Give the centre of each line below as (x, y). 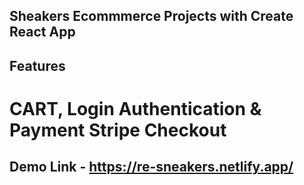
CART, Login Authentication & (135, 108)
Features (37, 65)
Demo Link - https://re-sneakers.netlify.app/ (151, 167)
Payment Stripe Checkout (118, 130)
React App (42, 32)
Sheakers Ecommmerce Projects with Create (151, 16)
